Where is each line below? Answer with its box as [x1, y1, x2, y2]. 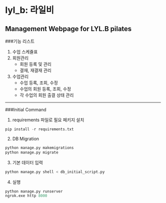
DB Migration [12, 136, 40, 142]
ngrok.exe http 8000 [5, 194, 48, 199]
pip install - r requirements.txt [5, 127, 74, 132]
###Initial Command [5, 107, 47, 112]
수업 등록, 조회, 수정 [19, 80, 58, 86]
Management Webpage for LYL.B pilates [5, 24, 132, 33]
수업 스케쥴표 [12, 49, 38, 54]
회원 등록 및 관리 [19, 61, 52, 67]
